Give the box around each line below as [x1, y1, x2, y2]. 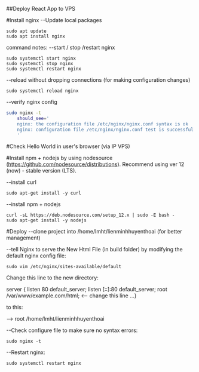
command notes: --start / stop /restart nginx [6, 44, 115, 51]
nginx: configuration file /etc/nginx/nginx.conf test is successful [17, 127, 194, 133]
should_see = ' [17, 115, 50, 121]
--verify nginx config [6, 99, 58, 105]
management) [6, 234, 41, 241]
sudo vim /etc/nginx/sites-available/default [6, 264, 121, 270]
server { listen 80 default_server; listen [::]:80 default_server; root [6, 286, 167, 293]
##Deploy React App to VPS [6, 5, 76, 12]
